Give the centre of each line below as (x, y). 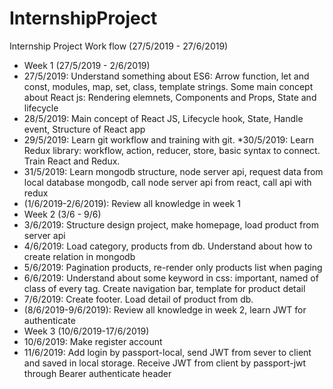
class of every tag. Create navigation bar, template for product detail (164, 288)
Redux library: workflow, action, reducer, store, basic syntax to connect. (172, 150)
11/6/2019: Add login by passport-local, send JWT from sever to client (167, 352)
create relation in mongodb (79, 256)
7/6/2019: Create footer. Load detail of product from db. (138, 299)
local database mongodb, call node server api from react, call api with (167, 182)
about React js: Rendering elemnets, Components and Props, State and (170, 97)
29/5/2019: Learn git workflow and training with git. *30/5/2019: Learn (169, 139)
